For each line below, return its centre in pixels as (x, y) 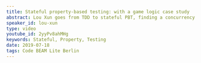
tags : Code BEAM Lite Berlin (43, 51)
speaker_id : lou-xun (32, 23)
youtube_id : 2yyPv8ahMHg (37, 34)
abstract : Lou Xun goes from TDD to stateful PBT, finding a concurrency (101, 17)
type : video (21, 28)
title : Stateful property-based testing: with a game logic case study (98, 12)
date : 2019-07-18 (28, 46)
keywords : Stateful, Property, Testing (56, 40)
